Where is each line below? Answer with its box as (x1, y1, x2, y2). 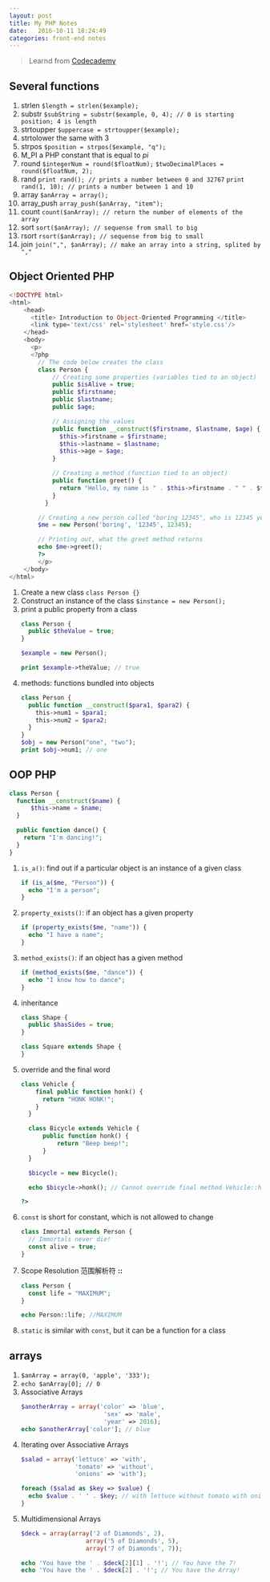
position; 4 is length (20, 118, 97, 126)
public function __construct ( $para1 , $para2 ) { (28, 701, 191, 709)
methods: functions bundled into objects (20, 678, 155, 688)
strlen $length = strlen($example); (20, 101, 139, 111)
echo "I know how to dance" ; (28, 976, 126, 984)
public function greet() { (51, 477, 143, 485)
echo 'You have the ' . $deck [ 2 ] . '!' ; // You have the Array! (20, 1566, 240, 1575)
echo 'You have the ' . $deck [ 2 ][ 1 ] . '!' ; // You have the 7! (20, 1559, 237, 1567)
